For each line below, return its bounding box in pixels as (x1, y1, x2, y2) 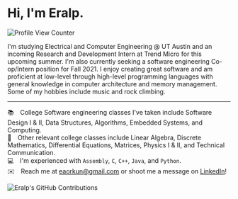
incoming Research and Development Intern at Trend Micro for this (7, 50, 202, 58)
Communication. (7, 148, 55, 157)
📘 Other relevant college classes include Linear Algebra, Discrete (7, 133, 202, 142)
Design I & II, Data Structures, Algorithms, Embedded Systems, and (7, 118, 203, 127)
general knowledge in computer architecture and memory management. (7, 79, 217, 88)
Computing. (7, 125, 42, 134)
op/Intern (7, 64, 35, 73)
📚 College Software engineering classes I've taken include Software (7, 108, 212, 116)
